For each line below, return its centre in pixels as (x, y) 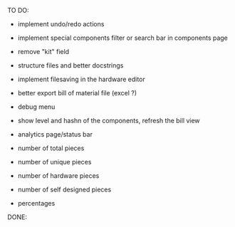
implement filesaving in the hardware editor (82, 79)
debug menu (36, 107)
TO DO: (19, 10)
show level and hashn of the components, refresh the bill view (109, 121)
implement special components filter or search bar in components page (122, 38)
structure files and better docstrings (70, 65)
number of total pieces (51, 148)
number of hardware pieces (58, 176)
